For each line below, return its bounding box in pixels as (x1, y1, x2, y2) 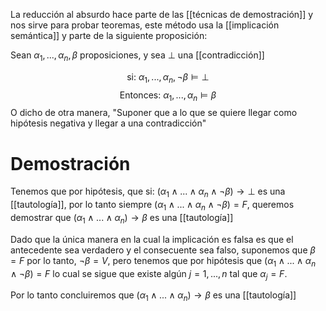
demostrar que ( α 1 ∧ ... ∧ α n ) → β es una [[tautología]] (10, 211, 234, 226)
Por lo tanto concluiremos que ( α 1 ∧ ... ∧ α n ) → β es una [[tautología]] (10, 289, 297, 304)
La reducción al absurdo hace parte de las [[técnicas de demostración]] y (10, 9, 314, 20)
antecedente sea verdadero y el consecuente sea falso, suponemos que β (10, 244, 316, 256)
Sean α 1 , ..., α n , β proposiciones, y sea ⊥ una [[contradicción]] (10, 49, 265, 63)
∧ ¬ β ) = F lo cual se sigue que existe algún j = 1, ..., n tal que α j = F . (10, 267, 288, 282)
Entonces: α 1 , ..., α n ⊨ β (119, 89, 217, 103)
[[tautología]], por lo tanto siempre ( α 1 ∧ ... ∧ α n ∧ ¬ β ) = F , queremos (10, 199, 295, 213)
